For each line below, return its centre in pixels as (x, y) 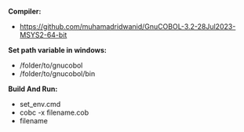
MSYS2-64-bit (43, 35)
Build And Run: (33, 89)
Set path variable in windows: (58, 50)
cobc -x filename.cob (54, 112)
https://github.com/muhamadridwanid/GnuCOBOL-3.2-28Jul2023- (127, 26)
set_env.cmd (40, 104)
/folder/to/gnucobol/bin (57, 73)
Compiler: (25, 11)
